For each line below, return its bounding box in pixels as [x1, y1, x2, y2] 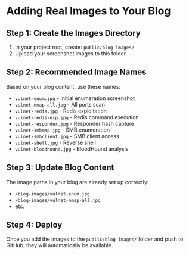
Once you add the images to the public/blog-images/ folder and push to [6, 235, 184, 242]
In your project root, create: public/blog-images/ [14, 43, 135, 51]
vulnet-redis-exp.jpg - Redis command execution [14, 113, 139, 120]
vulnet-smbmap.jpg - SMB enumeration [14, 126, 110, 133]
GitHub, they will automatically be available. [6, 242, 113, 249]
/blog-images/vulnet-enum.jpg [14, 191, 91, 197]
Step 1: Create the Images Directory [6, 28, 141, 38]
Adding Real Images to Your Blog [6, 4, 171, 18]
